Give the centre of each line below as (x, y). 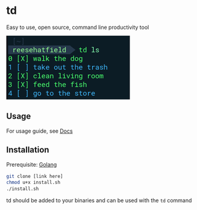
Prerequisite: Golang (32, 164)
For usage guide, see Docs (40, 131)
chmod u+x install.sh (33, 183)
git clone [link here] (35, 176)
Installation (28, 150)
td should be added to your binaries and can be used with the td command (99, 200)
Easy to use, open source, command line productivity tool (78, 27)
